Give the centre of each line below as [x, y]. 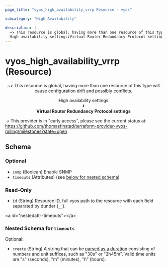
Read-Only [19, 190]
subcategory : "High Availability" [41, 19]
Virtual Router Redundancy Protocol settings [83, 111]
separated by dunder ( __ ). [39, 206]
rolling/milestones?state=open [36, 131]
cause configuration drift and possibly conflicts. [83, 91]
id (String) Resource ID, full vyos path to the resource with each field [83, 201]
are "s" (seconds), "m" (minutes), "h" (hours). [59, 259]
